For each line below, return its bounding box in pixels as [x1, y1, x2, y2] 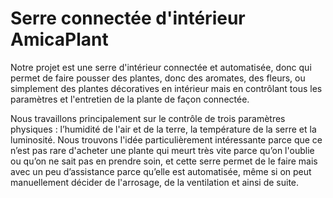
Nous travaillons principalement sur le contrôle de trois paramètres [10, 112, 286, 124]
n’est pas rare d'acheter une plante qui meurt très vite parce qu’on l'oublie [10, 144, 315, 156]
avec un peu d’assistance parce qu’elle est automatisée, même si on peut [10, 165, 312, 177]
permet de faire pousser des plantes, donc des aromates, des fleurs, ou [10, 72, 306, 84]
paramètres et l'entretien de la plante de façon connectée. [10, 93, 250, 105]
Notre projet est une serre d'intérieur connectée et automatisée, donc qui [10, 61, 312, 73]
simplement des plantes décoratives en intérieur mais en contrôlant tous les [10, 82, 323, 94]
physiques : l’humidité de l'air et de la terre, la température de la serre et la [10, 123, 317, 135]
